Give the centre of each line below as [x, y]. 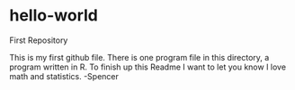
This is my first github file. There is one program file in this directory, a [139, 57]
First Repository [39, 40]
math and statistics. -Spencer [64, 76]
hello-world [54, 16]
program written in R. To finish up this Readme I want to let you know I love [147, 67]
